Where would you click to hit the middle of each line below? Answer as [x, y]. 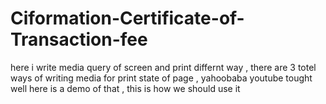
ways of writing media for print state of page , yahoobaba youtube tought [161, 78]
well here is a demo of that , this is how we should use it [125, 88]
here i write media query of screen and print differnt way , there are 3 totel [163, 67]
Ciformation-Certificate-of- [127, 18]
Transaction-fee [79, 39]
